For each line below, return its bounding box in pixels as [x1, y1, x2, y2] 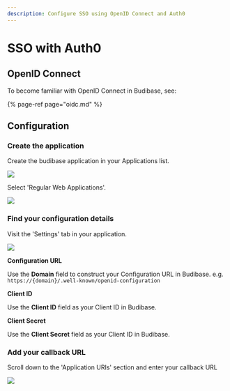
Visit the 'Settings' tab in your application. [7, 229, 128, 238]
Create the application [7, 141, 84, 151]
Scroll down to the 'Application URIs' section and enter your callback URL [7, 363, 218, 371]
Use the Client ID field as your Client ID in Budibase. [7, 302, 157, 311]
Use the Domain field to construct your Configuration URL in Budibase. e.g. [7, 270, 224, 278]
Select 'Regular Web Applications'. [7, 183, 107, 192]
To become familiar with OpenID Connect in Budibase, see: [7, 86, 176, 95]
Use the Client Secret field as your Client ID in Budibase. [7, 330, 171, 338]
